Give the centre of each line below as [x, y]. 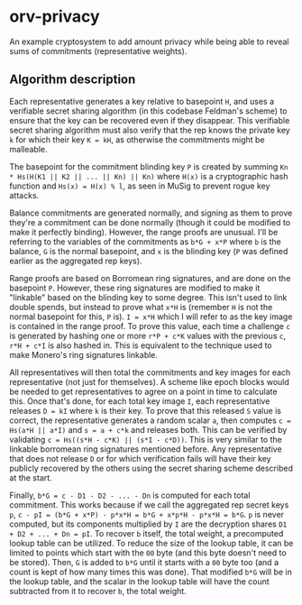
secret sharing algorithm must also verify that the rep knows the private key [150, 130]
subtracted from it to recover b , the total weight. [98, 591]
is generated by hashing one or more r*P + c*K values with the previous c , [148, 335]
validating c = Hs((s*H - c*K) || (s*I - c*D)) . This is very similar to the [146, 439]
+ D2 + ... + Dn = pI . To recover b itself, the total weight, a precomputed [146, 533]
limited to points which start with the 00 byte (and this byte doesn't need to [148, 553]
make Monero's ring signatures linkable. [84, 354]
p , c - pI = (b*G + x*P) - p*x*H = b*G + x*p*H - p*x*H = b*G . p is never [147, 514]
